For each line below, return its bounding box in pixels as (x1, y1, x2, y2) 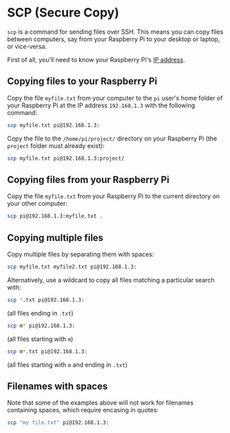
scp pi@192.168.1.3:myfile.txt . (7, 213, 103, 220)
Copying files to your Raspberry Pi (7, 76, 158, 87)
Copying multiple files (7, 232, 104, 244)
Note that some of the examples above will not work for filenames (7, 399, 194, 407)
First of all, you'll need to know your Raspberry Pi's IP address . (7, 55, 185, 63)
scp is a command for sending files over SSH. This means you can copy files (7, 28, 224, 36)
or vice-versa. (7, 42, 47, 50)
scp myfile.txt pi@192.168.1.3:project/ (7, 155, 125, 162)
